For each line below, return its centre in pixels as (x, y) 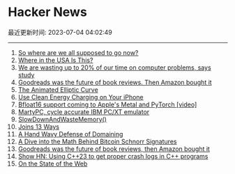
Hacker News (48, 12)
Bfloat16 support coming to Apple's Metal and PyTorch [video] (107, 104)
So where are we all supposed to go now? (78, 52)
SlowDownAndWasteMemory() (62, 119)
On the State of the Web (53, 164)
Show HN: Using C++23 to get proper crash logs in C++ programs (113, 156)
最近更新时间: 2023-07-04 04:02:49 (60, 32)
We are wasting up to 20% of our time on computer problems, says (114, 68)
